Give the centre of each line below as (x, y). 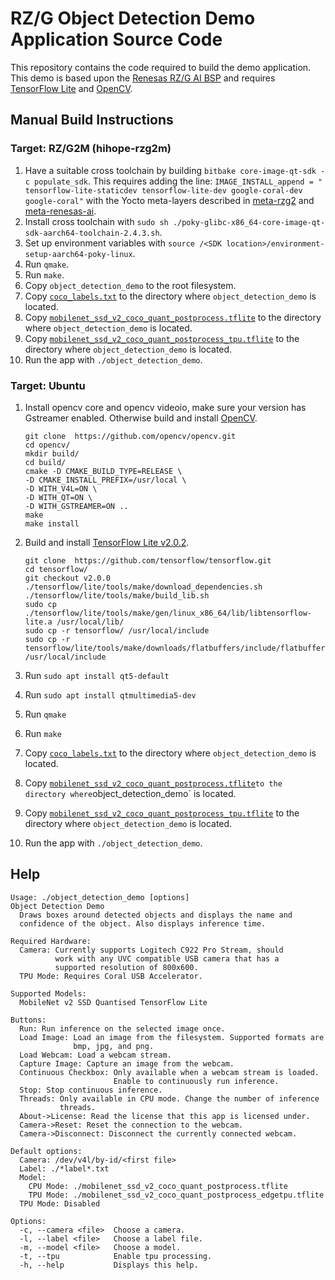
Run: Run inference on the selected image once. (122, 1028)
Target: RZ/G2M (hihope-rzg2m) (91, 149)
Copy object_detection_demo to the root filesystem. (130, 285)
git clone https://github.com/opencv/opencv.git (130, 436)
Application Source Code (116, 39)
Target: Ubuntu (48, 385)
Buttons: (28, 1020)
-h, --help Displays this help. (109, 1265)
